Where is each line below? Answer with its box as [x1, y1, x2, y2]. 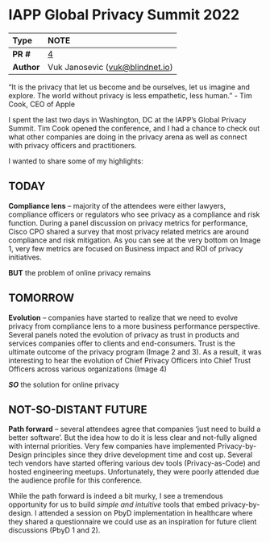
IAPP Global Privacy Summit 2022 [8, 6, 240, 24]
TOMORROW [8, 292, 75, 305]
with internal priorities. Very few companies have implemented [8, 441, 216, 451]
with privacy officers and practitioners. [8, 140, 137, 150]
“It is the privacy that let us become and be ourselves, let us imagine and [8, 82, 250, 92]
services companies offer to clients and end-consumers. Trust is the [8, 338, 236, 348]
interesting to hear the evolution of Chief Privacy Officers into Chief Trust [8, 355, 251, 365]
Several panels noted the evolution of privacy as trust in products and [8, 330, 239, 339]
